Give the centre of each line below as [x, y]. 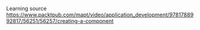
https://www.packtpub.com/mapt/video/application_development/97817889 [100, 15]
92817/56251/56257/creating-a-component [60, 21]
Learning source [26, 9]
